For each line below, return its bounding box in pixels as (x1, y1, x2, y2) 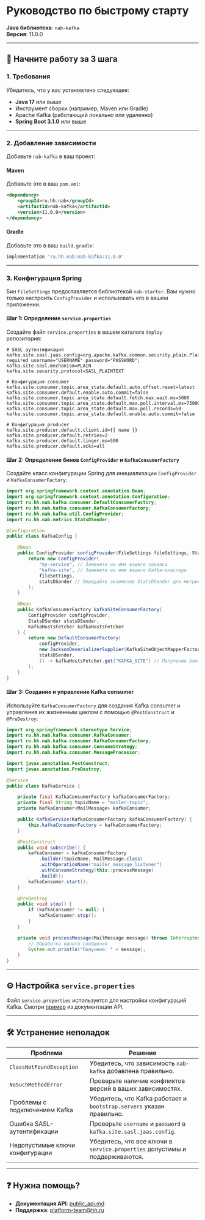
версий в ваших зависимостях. (89, 1084, 182, 1093)
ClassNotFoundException (9, 1063, 79, 1071)
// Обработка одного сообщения (28, 941, 108, 947)
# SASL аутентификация (6, 347, 64, 353)
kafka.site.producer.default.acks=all (6, 443, 105, 450)
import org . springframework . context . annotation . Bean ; (6, 488, 146, 494)
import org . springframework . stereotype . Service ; (6, 726, 132, 732)
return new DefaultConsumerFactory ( (28, 635, 121, 641)
